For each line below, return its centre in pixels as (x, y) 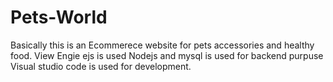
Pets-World (59, 17)
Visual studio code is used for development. (101, 66)
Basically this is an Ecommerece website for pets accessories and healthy (162, 45)
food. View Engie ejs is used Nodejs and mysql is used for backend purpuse (167, 55)
